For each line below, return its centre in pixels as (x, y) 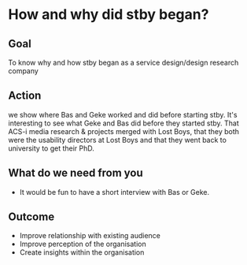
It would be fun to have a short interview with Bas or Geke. (114, 192)
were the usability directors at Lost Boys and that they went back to (117, 140)
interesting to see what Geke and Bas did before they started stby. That (124, 123)
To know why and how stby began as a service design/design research (124, 62)
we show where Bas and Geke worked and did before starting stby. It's (123, 114)
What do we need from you (76, 173)
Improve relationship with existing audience (90, 236)
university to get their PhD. (51, 148)
